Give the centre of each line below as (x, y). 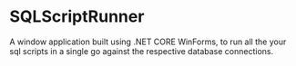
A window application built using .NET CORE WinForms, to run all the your (148, 42)
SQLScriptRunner (77, 17)
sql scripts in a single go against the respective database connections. (142, 51)
